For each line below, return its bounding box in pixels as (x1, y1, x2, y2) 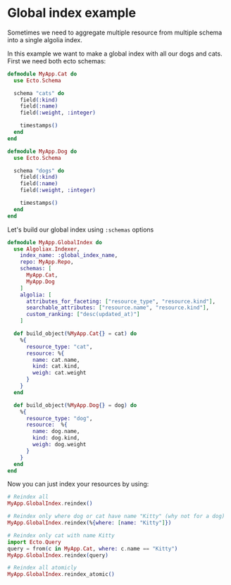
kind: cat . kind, (32, 363, 80, 370)
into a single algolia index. (7, 35, 82, 44)
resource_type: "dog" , (25, 415, 93, 422)
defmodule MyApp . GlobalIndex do (7, 239, 102, 246)
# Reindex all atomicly (7, 565, 77, 572)
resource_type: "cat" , (25, 343, 93, 350)
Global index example (7, 5, 136, 21)
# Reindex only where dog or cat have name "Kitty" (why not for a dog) (7, 512, 225, 520)
